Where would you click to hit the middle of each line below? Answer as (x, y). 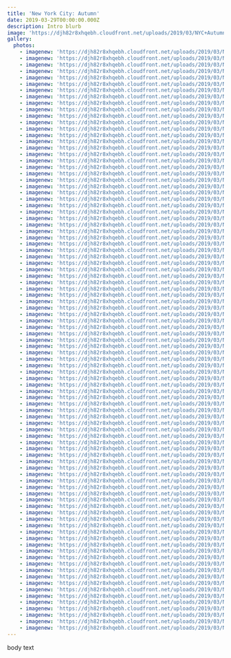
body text (21, 647)
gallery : (20, 39)
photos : (24, 45)
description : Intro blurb (44, 26)
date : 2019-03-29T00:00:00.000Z (53, 20)
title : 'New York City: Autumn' (53, 13)
